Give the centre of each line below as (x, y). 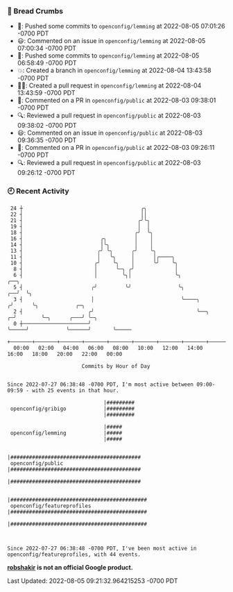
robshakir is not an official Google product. (70, 567)
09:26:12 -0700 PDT (46, 173)
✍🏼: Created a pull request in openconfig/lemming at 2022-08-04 (109, 85)
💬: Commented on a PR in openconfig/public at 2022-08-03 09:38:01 (116, 101)
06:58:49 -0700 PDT (47, 63)
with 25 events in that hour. (76, 390)
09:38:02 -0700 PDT (47, 126)
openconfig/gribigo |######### (72, 409)
